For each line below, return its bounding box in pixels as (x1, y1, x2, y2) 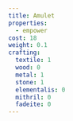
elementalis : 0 (15, 85, 66, 94)
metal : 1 (15, 71, 44, 79)
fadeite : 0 (15, 100, 52, 108)
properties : (8, 19, 48, 27)
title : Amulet (8, 11, 56, 20)
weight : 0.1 (8, 41, 48, 49)
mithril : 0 (15, 93, 52, 101)
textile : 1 (15, 57, 52, 64)
